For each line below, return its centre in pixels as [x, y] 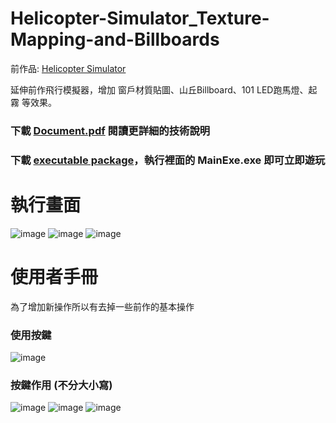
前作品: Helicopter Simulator [68, 68]
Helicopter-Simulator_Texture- [140, 18]
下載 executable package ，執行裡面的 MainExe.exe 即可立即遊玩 [168, 160]
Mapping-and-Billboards [115, 39]
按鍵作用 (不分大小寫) [61, 385]
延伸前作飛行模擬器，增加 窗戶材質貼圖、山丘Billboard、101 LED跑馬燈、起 [164, 89]
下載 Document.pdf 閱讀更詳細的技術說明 [110, 130]
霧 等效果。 [33, 102]
